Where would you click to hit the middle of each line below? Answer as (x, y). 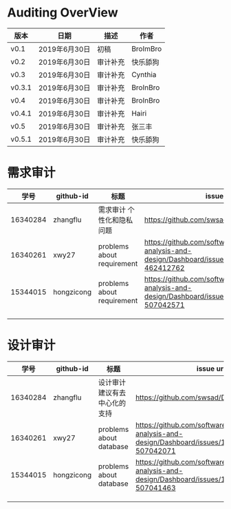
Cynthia (144, 74)
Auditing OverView (63, 13)
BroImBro (147, 48)
